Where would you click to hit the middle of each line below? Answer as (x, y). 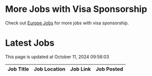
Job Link (80, 69)
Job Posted (109, 69)
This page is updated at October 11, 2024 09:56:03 (57, 57)
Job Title (18, 69)
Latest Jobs (30, 43)
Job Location (50, 69)
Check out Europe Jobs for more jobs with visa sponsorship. (67, 23)
